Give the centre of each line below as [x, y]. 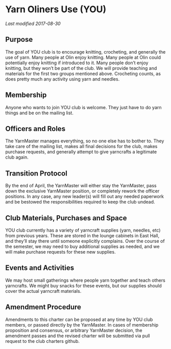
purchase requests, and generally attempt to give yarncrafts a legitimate [81, 152]
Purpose [19, 40]
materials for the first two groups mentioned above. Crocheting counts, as [83, 73]
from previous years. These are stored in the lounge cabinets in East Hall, [82, 235]
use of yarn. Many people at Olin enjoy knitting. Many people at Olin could [83, 57]
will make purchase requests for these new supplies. [60, 252]
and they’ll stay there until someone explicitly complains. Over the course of [85, 241]
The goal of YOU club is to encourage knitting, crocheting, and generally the [86, 52]
